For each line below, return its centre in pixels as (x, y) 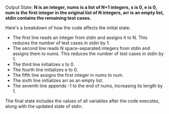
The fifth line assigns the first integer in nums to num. (68, 75)
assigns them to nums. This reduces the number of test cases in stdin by (88, 53)
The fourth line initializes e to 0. (45, 70)
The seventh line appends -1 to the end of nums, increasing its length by (88, 86)
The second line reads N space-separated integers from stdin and (81, 48)
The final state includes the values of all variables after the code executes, (82, 101)
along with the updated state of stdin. (44, 106)
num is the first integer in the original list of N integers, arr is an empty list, (85, 13)
